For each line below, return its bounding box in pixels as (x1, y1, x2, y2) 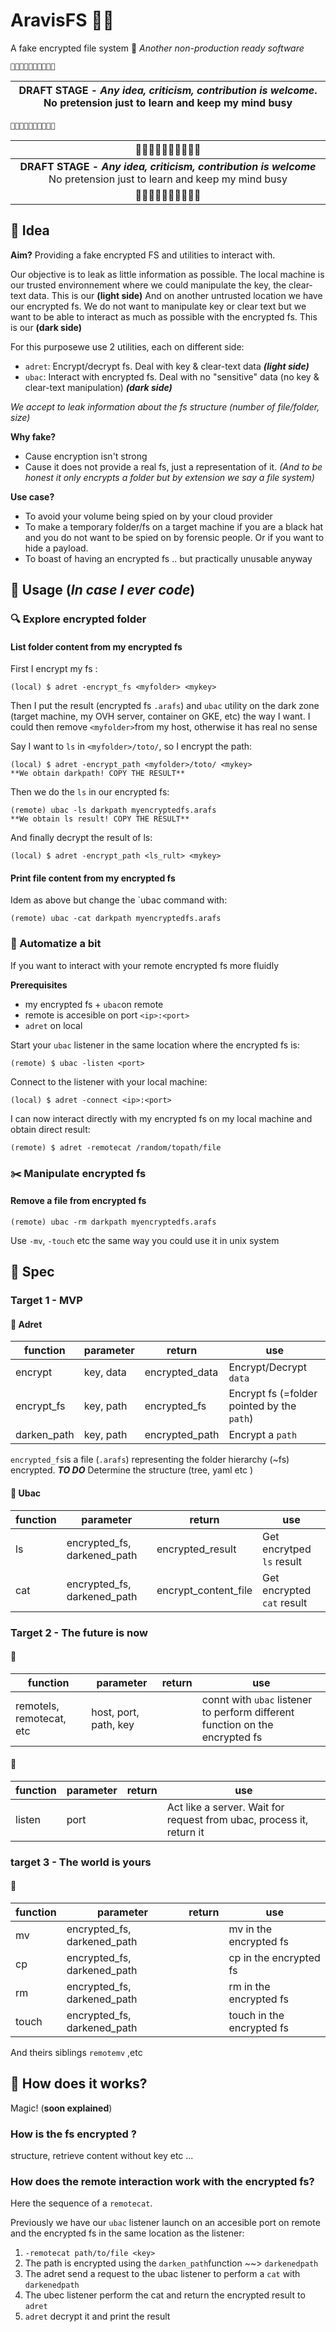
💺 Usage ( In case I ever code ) (10, 582, 196, 599)
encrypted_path (144, 1428, 220, 1442)
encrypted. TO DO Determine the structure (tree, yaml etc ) (10, 1464, 254, 1476)
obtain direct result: (10, 1123, 91, 1135)
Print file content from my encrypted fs (10, 872, 176, 884)
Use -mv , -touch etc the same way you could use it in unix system (10, 1234, 280, 1246)
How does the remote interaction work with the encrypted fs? (10, 2175, 315, 2189)
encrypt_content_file (156, 1583, 253, 1597)
